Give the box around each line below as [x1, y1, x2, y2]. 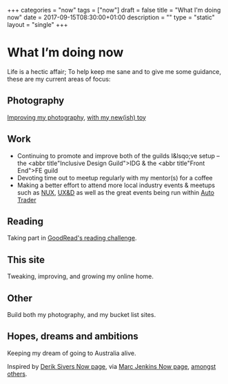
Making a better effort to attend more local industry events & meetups [17, 181, 216, 189]
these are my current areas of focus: [7, 75, 111, 83]
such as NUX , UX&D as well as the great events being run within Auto [17, 188, 215, 196]
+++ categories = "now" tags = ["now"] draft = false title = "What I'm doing [7, 6, 221, 14]
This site [7, 253, 45, 265]
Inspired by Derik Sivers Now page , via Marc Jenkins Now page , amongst [7, 362, 216, 370]
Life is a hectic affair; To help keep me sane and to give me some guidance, [7, 67, 222, 75]
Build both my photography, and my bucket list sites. [7, 311, 156, 318]
